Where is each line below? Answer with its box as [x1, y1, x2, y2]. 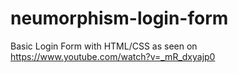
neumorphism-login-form [10, 7, 229, 30]
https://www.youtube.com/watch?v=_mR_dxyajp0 [10, 50, 216, 62]
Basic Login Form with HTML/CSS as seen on [10, 40, 198, 52]
